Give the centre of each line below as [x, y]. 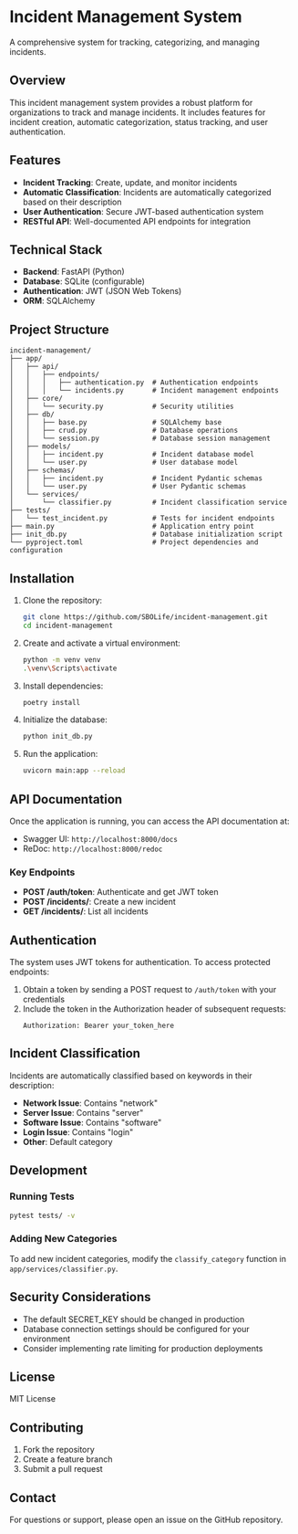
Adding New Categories [63, 1239]
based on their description [72, 202]
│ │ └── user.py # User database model [124, 463]
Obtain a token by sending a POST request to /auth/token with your [149, 990]
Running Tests [42, 1196]
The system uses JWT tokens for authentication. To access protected [140, 962]
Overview [38, 81]
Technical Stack [56, 250]
